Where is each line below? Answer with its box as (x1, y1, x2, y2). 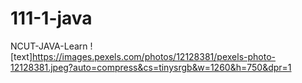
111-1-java (10, 7, 93, 30)
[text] (10, 50, 33, 62)
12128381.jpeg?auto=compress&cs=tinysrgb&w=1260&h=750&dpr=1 (10, 61, 292, 73)
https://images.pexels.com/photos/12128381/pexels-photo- (32, 50, 276, 62)
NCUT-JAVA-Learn (10, 40, 88, 52)
